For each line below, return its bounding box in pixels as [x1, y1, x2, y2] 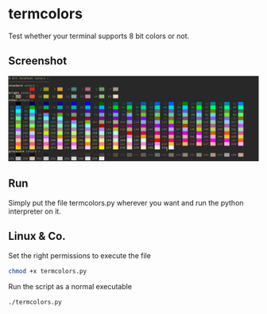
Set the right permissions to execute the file [8, 250, 151, 260]
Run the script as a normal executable [8, 281, 133, 291]
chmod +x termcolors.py [8, 267, 87, 275]
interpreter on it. [8, 206, 61, 216]
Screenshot [8, 54, 68, 68]
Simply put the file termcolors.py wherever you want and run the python [8, 198, 244, 207]
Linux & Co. [8, 230, 66, 243]
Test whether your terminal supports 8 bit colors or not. [8, 31, 190, 41]
